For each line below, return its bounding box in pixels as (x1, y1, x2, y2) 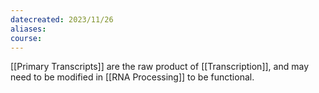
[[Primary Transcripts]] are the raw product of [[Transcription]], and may (10, 61, 309, 73)
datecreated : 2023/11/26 (10, 14, 114, 25)
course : (10, 33, 43, 43)
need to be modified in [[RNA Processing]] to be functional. (10, 71, 255, 83)
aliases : (10, 24, 47, 34)
